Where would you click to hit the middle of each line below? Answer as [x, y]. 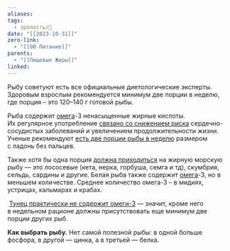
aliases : [20, 14]
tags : [15, 21]
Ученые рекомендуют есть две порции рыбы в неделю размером [108, 138]
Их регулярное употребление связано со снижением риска [98, 123]
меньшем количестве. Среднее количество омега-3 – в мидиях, [106, 182]
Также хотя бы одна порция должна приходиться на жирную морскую [115, 160]
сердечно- [207, 123]
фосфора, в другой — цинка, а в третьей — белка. [83, 240]
